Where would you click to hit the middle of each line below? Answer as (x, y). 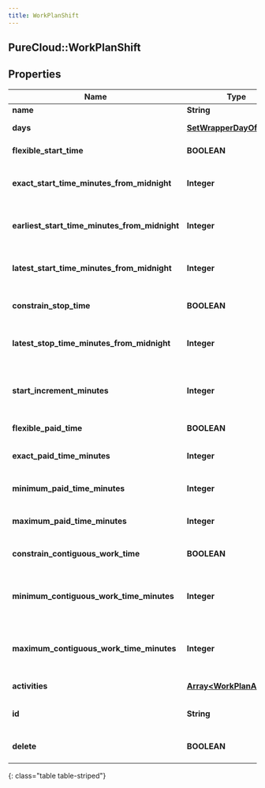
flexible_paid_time (47, 428)
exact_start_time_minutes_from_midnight (92, 183)
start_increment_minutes (60, 390)
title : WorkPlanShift (44, 15)
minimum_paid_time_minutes (68, 488)
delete (24, 746)
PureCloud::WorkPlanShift (75, 48)
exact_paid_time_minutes (61, 455)
